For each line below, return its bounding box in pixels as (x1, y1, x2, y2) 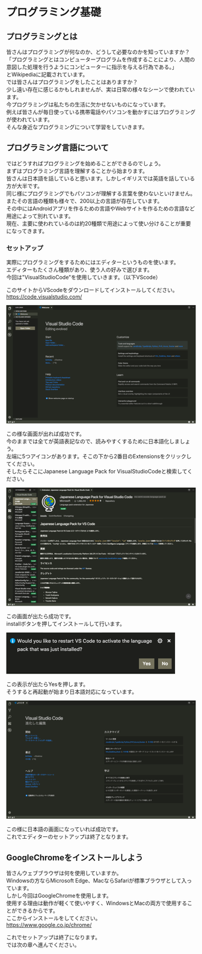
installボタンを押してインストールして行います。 (6, 620, 125, 628)
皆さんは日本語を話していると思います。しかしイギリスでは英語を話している (6, 175, 195, 182)
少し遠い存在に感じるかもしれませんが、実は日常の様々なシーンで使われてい (6, 86, 195, 93)
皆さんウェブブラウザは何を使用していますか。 (6, 869, 122, 877)
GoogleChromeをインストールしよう (6, 852, 143, 863)
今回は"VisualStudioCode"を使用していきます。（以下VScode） (6, 274, 161, 281)
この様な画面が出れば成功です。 (6, 430, 85, 437)
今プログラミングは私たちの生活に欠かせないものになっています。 (6, 101, 169, 108)
